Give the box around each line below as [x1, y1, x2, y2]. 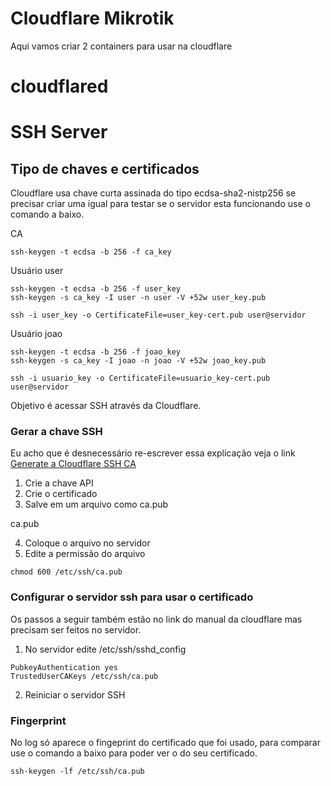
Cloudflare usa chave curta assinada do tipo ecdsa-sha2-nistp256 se [10, 187, 297, 199]
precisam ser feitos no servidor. [10, 623, 142, 636]
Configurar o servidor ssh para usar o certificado [10, 590, 254, 604]
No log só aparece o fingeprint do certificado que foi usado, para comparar [10, 737, 321, 749]
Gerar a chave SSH [10, 425, 103, 439]
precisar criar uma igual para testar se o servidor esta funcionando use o [10, 198, 311, 210]
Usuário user [10, 265, 64, 277]
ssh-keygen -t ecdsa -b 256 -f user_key [10, 284, 182, 294]
